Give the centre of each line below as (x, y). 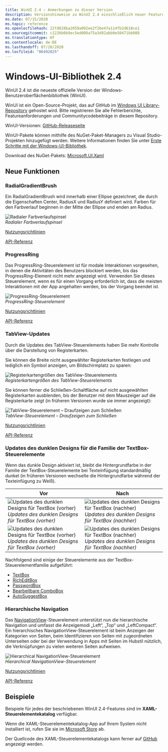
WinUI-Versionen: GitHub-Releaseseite (45, 126)
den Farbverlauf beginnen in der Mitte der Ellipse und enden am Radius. (79, 207)
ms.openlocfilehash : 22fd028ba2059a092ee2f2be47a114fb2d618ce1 (72, 29)
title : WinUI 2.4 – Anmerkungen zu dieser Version (59, 10)
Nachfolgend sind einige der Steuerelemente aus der (59, 560)
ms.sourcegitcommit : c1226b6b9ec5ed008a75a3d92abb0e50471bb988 (72, 33)
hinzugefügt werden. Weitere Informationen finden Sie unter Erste (93, 141)
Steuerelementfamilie (27, 565)
